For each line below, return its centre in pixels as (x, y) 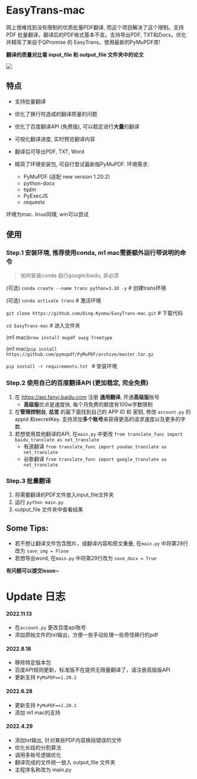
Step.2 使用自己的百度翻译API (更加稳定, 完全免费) (77, 383)
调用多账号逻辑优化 (38, 755)
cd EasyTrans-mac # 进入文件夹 (43, 326)
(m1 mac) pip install (32, 349)
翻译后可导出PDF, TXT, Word (49, 152)
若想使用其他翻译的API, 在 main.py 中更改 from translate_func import (99, 433)
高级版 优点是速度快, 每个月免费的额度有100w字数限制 (88, 404)
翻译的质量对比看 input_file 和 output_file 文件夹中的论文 (75, 54)
